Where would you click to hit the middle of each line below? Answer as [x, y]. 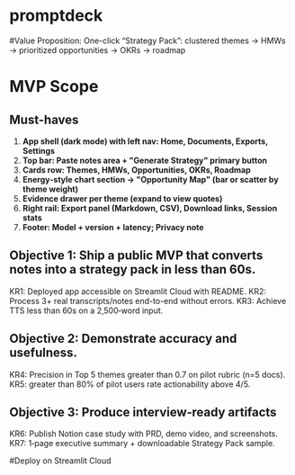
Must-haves [44, 119]
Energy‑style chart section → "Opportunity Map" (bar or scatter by [150, 179]
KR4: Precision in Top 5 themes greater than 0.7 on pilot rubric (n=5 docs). [147, 374]
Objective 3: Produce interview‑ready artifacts [143, 412]
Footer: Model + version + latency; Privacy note [113, 227]
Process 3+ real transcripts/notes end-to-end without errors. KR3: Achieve [148, 300]
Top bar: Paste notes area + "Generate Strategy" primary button [145, 160]
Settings [39, 150]
